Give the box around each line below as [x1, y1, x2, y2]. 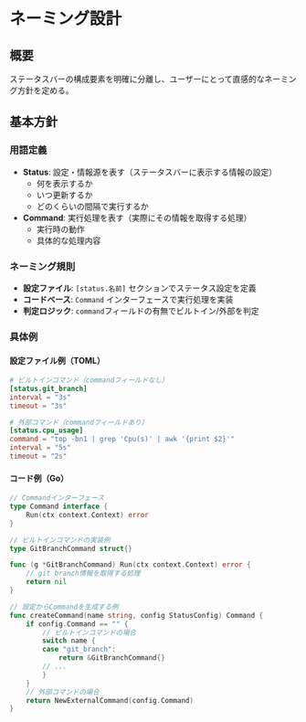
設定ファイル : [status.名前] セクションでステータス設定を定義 [22, 282, 257, 293]
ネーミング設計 [9, 8, 122, 29]
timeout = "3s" [9, 401, 68, 410]
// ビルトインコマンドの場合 [42, 628, 137, 637]
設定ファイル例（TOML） [9, 355, 105, 366]
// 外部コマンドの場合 [26, 687, 100, 696]
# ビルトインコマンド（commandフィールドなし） [9, 376, 169, 385]
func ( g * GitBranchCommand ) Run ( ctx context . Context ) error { [9, 560, 251, 569]
